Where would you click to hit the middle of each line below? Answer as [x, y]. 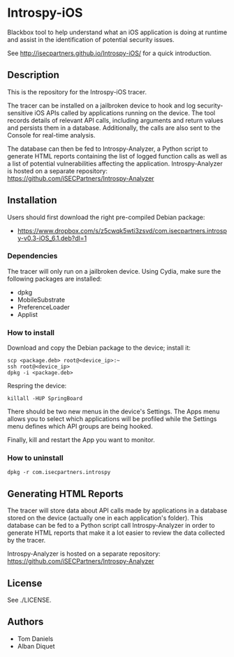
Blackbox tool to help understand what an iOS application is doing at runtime [117, 32]
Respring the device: [37, 386]
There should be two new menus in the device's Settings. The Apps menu [114, 412]
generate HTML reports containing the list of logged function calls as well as [117, 156]
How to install [31, 332]
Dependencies [32, 256]
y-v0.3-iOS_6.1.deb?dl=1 [52, 238]
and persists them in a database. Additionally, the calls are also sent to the [114, 128]
